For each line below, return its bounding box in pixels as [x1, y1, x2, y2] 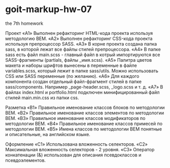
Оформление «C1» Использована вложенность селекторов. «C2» [5, 141, 148, 147]
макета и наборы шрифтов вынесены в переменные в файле [5, 62, 137, 68]
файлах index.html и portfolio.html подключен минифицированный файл [5, 89, 160, 95]
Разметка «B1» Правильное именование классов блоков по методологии [5, 104, 165, 110]
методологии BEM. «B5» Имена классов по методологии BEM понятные [5, 125, 162, 132]
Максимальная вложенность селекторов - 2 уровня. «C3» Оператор [5, 146, 155, 152]
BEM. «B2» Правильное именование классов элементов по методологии [5, 110, 164, 116]
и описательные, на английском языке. [5, 131, 90, 137]
